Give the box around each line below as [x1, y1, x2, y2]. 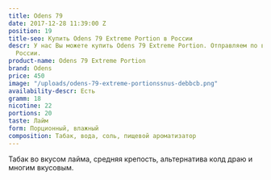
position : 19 [8, 27, 52, 35]
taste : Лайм [8, 117, 48, 125]
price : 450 [8, 72, 45, 80]
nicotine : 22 [8, 102, 52, 110]
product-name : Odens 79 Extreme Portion [8, 57, 147, 65]
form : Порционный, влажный [8, 124, 99, 132]
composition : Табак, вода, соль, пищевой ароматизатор [8, 132, 197, 140]
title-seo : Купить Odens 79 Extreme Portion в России [8, 34, 194, 43]
